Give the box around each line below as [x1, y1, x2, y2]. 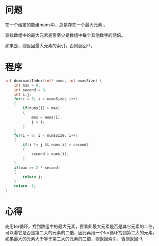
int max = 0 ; [14, 83, 41, 88]
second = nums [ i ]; [31, 151, 69, 156]
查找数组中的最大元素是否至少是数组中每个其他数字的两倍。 [5, 32, 126, 38]
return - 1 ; [14, 184, 36, 188]
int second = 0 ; [14, 87, 48, 92]
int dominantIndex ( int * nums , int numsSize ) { [5, 78, 102, 83]
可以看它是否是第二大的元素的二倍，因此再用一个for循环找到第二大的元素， [5, 229, 157, 235]
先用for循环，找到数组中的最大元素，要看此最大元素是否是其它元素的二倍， [5, 223, 157, 229]
